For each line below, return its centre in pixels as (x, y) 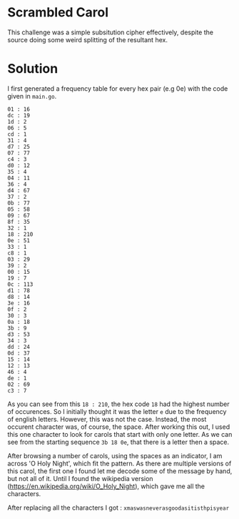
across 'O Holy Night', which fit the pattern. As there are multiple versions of (119, 463)
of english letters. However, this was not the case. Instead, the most (107, 419)
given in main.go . (32, 96)
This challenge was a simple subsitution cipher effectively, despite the (111, 32)
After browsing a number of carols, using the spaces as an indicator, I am (115, 455)
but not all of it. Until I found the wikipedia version (80, 478)
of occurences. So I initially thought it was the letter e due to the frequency (117, 411)
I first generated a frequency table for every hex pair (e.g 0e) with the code (118, 88)
